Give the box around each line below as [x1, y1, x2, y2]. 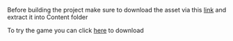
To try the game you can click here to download [7, 27, 144, 34]
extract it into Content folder [7, 13, 88, 21]
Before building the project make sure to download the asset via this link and [7, 6, 227, 14]
